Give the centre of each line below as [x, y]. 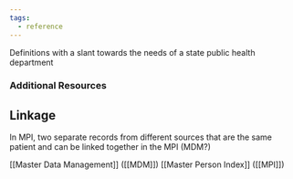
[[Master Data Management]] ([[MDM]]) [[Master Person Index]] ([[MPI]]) [147, 164]
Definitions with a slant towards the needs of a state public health [132, 52]
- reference [41, 26]
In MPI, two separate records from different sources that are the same [141, 137]
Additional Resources [58, 86]
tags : [20, 18]
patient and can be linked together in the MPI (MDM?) [110, 147]
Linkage [33, 115]
